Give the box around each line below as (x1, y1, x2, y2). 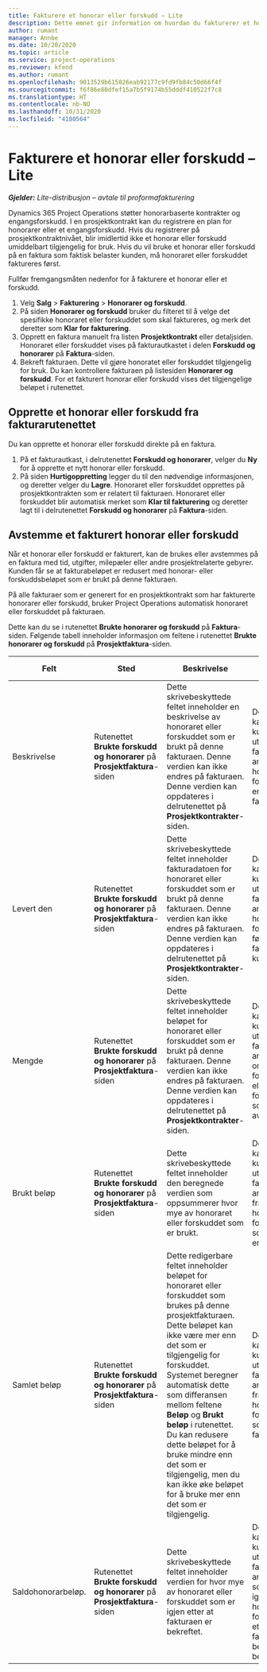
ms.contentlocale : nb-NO (8, 100, 91, 108)
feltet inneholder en (166, 702, 240, 713)
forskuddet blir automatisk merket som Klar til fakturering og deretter (19, 496, 249, 506)
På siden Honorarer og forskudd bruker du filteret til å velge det (19, 306, 230, 316)
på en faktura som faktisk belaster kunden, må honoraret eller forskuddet (8, 250, 248, 259)
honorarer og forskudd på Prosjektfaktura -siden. (8, 640, 172, 649)
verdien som (166, 1188, 213, 1199)
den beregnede (166, 1178, 224, 1189)
